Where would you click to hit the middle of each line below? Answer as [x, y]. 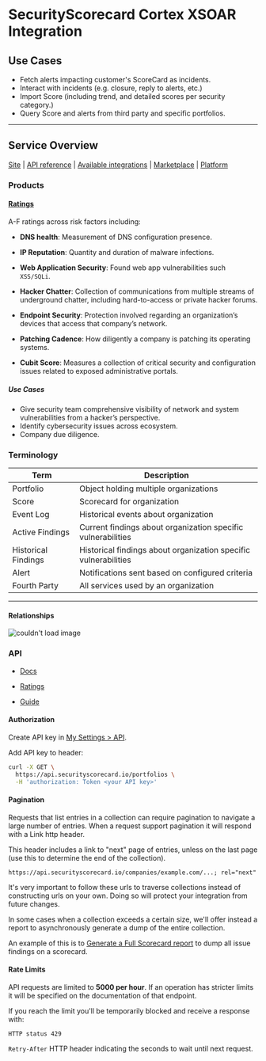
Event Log [31, 515]
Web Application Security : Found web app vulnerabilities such [122, 268]
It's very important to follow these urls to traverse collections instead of [125, 887]
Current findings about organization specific [161, 527]
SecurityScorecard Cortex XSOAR [122, 15]
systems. [34, 347]
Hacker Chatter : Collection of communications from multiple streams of [137, 291]
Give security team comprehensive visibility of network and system [129, 409]
